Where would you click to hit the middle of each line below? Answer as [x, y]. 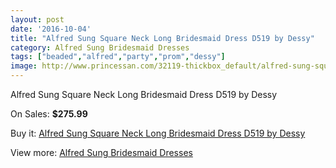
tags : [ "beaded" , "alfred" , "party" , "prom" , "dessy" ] [118, 57]
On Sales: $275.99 [49, 114]
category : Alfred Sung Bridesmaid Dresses [100, 47]
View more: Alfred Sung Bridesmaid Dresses [101, 152]
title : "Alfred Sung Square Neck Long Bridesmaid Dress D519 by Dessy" [162, 38]
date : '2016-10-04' [51, 29]
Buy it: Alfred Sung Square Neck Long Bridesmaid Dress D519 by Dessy [158, 133]
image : [24, 66]
